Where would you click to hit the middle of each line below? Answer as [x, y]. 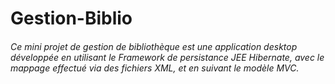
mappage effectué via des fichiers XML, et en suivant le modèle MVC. [155, 68]
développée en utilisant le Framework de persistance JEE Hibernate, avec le [167, 57]
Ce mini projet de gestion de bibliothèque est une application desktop [154, 46]
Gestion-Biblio [71, 18]
